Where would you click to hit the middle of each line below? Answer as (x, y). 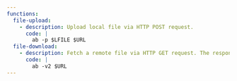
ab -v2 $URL (50, 66)
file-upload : (32, 20)
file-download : (35, 46)
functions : (23, 14)
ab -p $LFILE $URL (59, 40)
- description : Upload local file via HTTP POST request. (106, 27)
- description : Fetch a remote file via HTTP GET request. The (115, 54)
